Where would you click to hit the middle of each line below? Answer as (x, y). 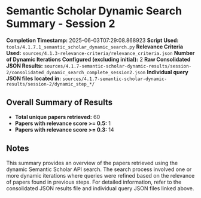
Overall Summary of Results (59, 103)
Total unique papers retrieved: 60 (57, 117)
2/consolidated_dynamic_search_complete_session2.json (76, 72)
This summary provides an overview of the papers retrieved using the (92, 163)
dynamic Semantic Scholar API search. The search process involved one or (99, 169)
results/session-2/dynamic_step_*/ (51, 84)
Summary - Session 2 (61, 24)
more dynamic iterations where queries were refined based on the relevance (100, 175)
